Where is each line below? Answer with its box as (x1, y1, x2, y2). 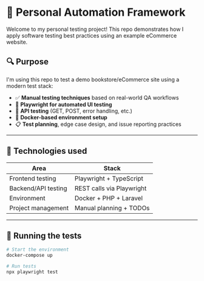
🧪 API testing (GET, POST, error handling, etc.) (15, 107, 132, 114)
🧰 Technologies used (6, 146, 87, 156)
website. (6, 38, 28, 45)
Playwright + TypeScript (75, 174, 144, 182)
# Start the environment (6, 246, 69, 253)
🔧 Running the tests (6, 230, 82, 241)
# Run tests (6, 263, 36, 269)
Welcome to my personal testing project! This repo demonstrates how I (6, 25, 184, 33)
